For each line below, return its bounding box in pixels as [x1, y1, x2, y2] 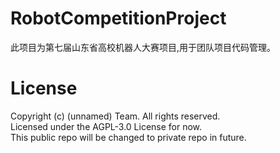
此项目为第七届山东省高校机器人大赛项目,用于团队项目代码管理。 [10, 41, 277, 53]
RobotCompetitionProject [10, 7, 227, 30]
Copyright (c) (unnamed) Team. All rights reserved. [10, 110, 221, 122]
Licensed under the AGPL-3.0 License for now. [10, 120, 203, 132]
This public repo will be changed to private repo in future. [10, 131, 247, 143]
